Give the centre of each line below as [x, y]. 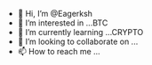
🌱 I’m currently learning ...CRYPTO [80, 32]
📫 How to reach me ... [59, 51]
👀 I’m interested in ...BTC [63, 23]
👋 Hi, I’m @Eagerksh [55, 14]
